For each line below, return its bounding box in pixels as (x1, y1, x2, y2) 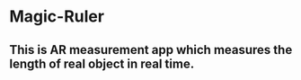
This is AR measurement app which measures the (9, 42, 293, 58)
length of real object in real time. (9, 56, 195, 71)
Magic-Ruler (9, 6, 105, 27)
